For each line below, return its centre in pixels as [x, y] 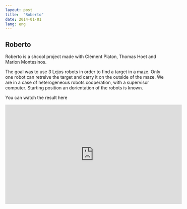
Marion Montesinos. [26, 62]
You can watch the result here [36, 98]
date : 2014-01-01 [23, 19]
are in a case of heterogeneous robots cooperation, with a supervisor [77, 83]
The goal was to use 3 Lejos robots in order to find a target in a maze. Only [83, 72]
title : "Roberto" [24, 15]
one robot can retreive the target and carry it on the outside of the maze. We [84, 77]
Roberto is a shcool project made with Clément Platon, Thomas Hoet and [81, 57]
